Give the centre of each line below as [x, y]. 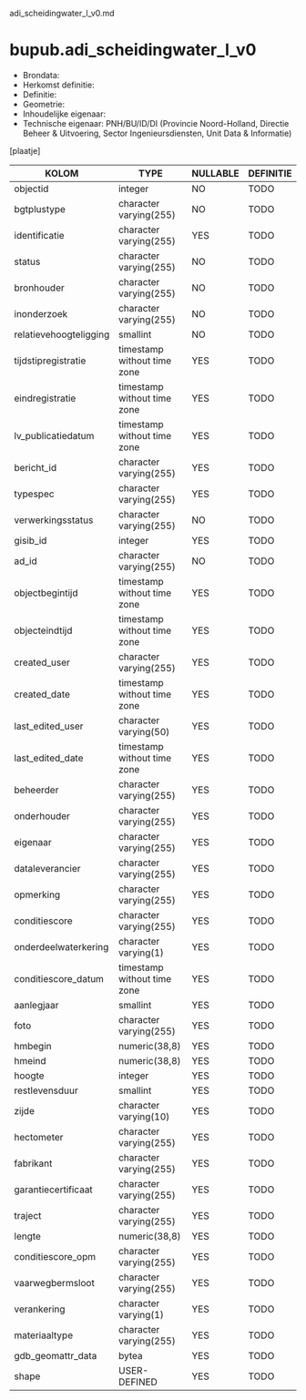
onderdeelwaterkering [61, 946]
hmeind [30, 1060]
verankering [40, 1309]
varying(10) [144, 1117]
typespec [34, 494]
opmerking [37, 894]
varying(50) [144, 731]
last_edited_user [49, 726]
